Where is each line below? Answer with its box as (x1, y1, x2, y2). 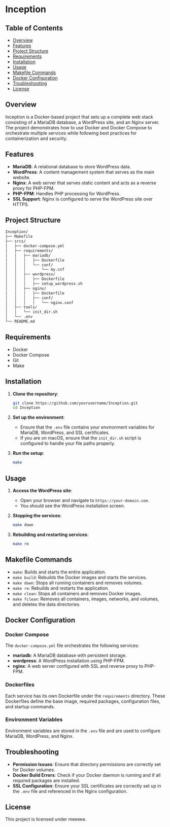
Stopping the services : (12, 513, 62, 518)
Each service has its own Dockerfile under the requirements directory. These (5, 693, 165, 699)
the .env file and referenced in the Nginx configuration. (12, 788, 128, 794)
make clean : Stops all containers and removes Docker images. (12, 590, 142, 596)
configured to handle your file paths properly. (20, 440, 115, 447)
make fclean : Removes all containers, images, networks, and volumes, (12, 596, 159, 602)
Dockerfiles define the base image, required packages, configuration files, (5, 698, 161, 704)
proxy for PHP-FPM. (12, 185, 55, 191)
